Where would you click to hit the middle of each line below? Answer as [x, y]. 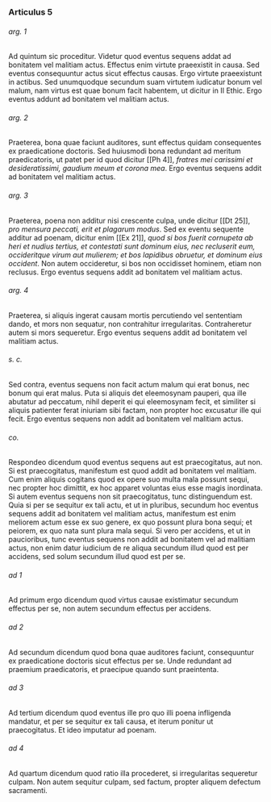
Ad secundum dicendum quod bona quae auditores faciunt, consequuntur [131, 652]
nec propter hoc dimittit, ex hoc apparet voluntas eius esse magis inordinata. [135, 488]
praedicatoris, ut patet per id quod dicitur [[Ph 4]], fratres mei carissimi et [131, 160]
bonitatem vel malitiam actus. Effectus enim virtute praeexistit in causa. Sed [134, 65]
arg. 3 [18, 195]
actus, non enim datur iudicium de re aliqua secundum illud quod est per [129, 548]
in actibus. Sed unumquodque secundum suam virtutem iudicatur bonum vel [135, 82]
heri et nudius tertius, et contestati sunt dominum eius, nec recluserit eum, [132, 246]
